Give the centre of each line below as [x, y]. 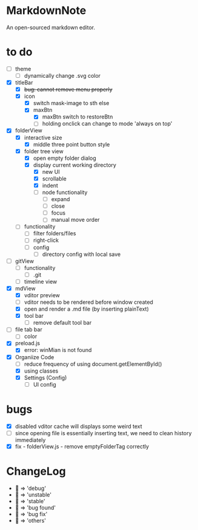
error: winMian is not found [58, 350]
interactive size [43, 137]
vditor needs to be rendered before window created [88, 302]
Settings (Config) [45, 377]
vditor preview [42, 295]
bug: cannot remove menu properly [68, 89]
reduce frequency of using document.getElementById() [93, 364]
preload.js [28, 343]
